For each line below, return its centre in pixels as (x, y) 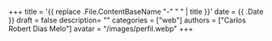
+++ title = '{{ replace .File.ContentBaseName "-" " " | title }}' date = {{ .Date (136, 12)
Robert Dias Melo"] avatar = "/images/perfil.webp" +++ (101, 29)
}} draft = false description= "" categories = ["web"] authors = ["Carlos (127, 20)
